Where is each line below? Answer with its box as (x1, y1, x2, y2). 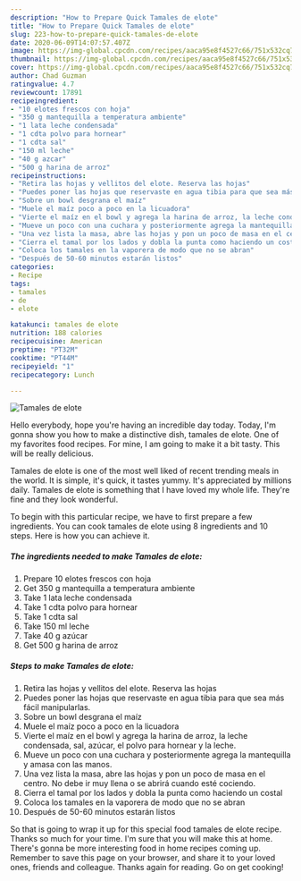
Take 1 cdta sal (22, 612, 79, 623)
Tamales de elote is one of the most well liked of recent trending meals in (10, 466, 280, 477)
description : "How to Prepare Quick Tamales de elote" (10, 13, 219, 22)
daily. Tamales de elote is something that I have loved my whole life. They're (10, 485, 290, 496)
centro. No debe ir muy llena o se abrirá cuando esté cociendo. (22, 778, 256, 789)
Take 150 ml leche (22, 621, 90, 631)
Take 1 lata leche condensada (22, 592, 132, 604)
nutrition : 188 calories (10, 328, 103, 338)
